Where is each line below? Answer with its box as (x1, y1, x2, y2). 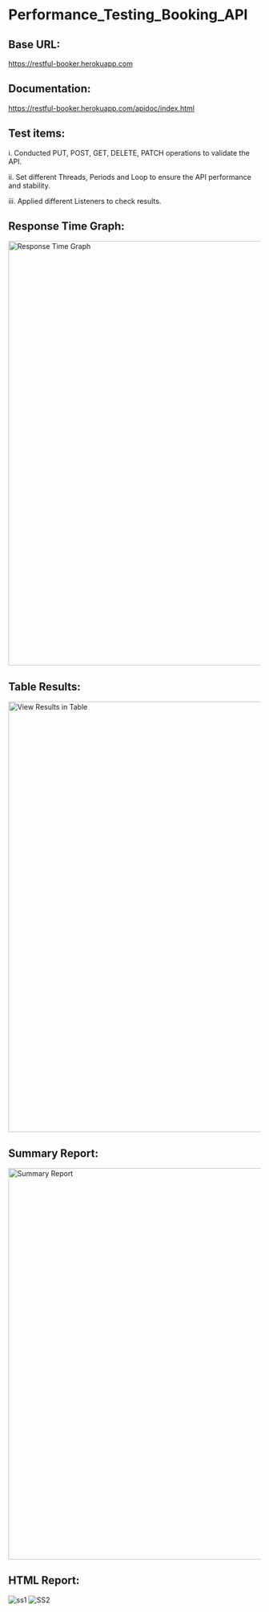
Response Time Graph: (8, 219, 126, 234)
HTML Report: (8, 1573, 80, 1587)
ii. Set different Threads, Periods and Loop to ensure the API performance (8, 172, 252, 181)
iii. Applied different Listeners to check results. (8, 196, 162, 206)
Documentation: (8, 82, 91, 96)
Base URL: (8, 38, 61, 51)
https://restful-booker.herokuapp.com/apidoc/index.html (8, 103, 195, 113)
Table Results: (8, 680, 82, 694)
